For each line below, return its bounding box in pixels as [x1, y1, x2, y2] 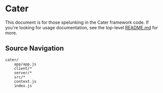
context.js [14, 79, 37, 84]
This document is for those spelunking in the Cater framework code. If [5, 19, 149, 25]
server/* [14, 70, 32, 75]
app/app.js [14, 61, 37, 67]
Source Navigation [5, 44, 64, 52]
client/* [14, 66, 32, 71]
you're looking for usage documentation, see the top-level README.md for [5, 24, 158, 30]
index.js [14, 83, 32, 88]
